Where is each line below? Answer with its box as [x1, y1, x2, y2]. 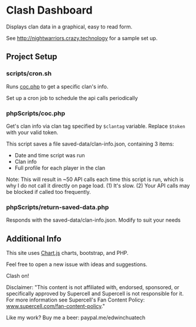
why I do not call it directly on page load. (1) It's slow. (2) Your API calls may [6, 182, 190, 189]
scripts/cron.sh [6, 69, 52, 77]
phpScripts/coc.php [6, 109, 66, 117]
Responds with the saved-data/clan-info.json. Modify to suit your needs [6, 216, 181, 224]
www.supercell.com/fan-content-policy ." [6, 303, 105, 310]
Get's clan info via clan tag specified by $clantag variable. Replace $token [6, 122, 185, 129]
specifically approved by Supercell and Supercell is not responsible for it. [6, 290, 184, 297]
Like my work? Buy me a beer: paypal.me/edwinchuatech [6, 314, 146, 321]
